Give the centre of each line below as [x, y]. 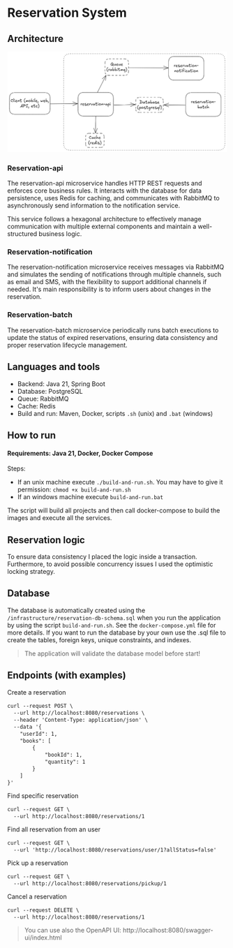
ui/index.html [43, 938]
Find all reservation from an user [54, 829]
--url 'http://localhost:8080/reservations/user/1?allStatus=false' [115, 850]
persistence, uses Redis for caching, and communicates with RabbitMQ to [113, 198]
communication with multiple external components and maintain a [102, 227]
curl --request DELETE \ [43, 910]
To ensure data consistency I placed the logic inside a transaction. [102, 556]
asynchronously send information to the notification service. [94, 206]
